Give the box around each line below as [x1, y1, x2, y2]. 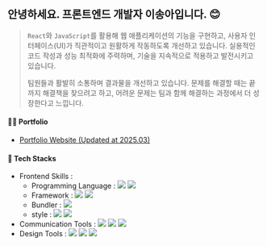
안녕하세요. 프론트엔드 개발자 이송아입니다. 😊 [7, 7, 221, 22]
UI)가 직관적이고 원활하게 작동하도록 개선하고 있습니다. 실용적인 [56, 40, 256, 50]
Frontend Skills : [19, 172, 73, 181]
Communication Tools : [19, 219, 96, 229]
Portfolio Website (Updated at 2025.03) [19, 136, 151, 145]
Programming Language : [31, 181, 116, 191]
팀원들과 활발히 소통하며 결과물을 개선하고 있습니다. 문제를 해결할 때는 [27, 77, 248, 87]
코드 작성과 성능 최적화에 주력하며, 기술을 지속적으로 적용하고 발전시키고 [27, 51, 254, 60]
